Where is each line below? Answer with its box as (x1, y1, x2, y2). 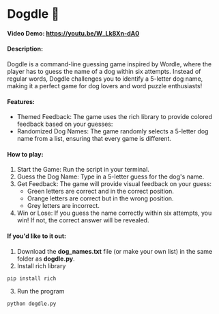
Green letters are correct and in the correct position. (27, 187, 174, 196)
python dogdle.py (7, 300, 57, 307)
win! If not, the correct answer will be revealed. (16, 216, 149, 224)
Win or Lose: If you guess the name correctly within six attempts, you (16, 209, 212, 218)
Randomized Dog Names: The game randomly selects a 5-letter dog (16, 127, 209, 135)
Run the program (16, 287, 65, 295)
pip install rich (7, 275, 57, 282)
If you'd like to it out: (7, 232, 67, 240)
